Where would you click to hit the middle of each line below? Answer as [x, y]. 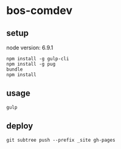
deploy [20, 126]
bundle [15, 69]
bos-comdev [40, 11]
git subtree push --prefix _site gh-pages [61, 140]
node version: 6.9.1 [30, 47]
